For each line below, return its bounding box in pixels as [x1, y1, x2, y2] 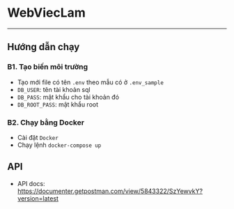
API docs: [17, 179, 45, 187]
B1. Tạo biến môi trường [7, 62, 88, 72]
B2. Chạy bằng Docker [7, 117, 85, 127]
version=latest [17, 194, 59, 203]
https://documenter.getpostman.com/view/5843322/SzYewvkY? [17, 187, 203, 195]
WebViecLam [7, 5, 86, 21]
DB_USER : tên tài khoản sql [17, 85, 91, 93]
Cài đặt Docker [17, 133, 59, 141]
